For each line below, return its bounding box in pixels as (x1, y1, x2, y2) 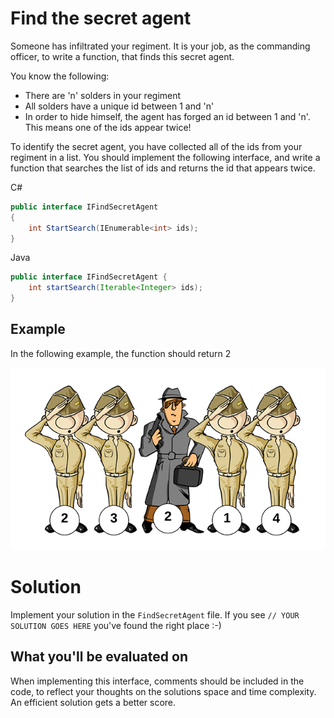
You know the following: (10, 70, 110, 82)
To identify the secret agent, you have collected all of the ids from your (10, 140, 303, 152)
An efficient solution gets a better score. (10, 696, 177, 708)
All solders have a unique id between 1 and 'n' (24, 100, 215, 112)
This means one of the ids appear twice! (24, 121, 192, 133)
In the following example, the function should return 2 (10, 347, 232, 359)
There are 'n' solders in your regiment (24, 89, 182, 101)
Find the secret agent (10, 7, 192, 30)
